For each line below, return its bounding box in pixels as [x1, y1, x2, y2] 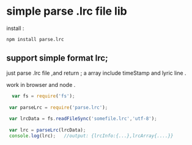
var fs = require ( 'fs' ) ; [12, 93, 75, 99]
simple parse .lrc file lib [6, 4, 127, 18]
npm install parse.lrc [6, 36, 64, 42]
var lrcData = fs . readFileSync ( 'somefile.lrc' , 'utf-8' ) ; [9, 116, 157, 122]
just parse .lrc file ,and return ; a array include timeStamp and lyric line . [6, 69, 186, 76]
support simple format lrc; [6, 53, 108, 64]
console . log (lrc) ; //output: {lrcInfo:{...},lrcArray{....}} [9, 133, 174, 139]
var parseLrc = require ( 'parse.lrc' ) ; [9, 104, 108, 111]
